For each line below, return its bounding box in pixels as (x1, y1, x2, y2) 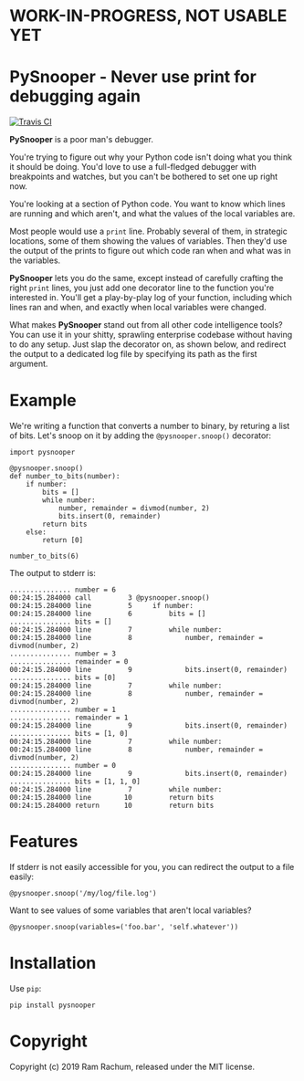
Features (9, 832, 79, 852)
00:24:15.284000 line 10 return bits (9, 793, 215, 803)
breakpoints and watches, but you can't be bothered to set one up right (9, 171, 278, 183)
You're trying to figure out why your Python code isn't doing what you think (9, 152, 292, 163)
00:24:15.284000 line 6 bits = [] (9, 609, 206, 619)
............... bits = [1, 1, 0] (9, 777, 142, 786)
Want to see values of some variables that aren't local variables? (9, 905, 252, 916)
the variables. (9, 255, 61, 266)
